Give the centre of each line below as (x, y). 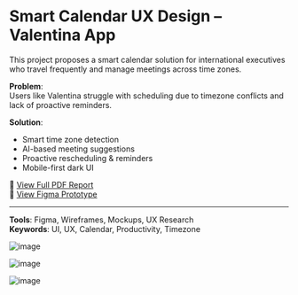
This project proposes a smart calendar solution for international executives (147, 59)
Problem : (26, 86)
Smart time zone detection (71, 139)
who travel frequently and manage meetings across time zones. (125, 69)
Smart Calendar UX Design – (116, 16)
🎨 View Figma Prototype (53, 194)
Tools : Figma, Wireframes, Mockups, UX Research (102, 220)
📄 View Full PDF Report (51, 184)
